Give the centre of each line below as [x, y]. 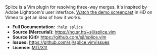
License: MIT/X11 [30, 47]
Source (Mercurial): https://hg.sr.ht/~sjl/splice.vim [64, 32]
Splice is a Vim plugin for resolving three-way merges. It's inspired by [76, 7]
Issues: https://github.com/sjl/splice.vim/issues [61, 42]
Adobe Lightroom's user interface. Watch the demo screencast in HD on [79, 12]
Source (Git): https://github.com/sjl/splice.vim [59, 37]
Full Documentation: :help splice [48, 27]
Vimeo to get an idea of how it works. [43, 17]
